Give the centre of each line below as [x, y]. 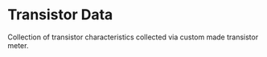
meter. [18, 45]
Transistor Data [60, 15]
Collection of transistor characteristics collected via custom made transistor [133, 37]
